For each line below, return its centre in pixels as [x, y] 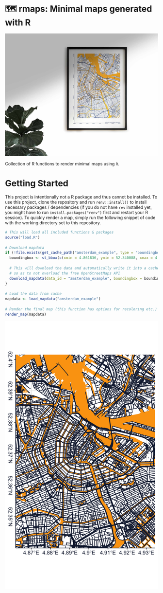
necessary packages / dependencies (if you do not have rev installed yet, [78, 207]
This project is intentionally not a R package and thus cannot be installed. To [81, 197]
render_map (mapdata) [26, 314]
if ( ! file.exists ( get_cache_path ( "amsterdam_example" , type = [69, 253]
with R [18, 23]
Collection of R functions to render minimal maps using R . [62, 164]
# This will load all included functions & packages [59, 232]
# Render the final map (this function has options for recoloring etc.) [81, 309]
